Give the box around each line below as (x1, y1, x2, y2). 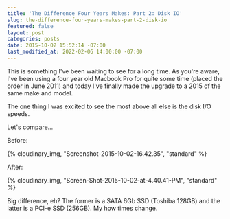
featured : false (7, 23, 54, 30)
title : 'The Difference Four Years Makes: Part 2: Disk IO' (7, 10, 183, 17)
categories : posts (7, 36, 60, 43)
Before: (7, 136, 28, 144)
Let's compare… (7, 123, 54, 131)
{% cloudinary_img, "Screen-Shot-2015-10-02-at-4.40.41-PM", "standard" (7, 176, 218, 184)
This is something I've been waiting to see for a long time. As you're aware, (7, 67, 220, 76)
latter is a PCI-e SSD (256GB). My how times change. (7, 204, 158, 212)
